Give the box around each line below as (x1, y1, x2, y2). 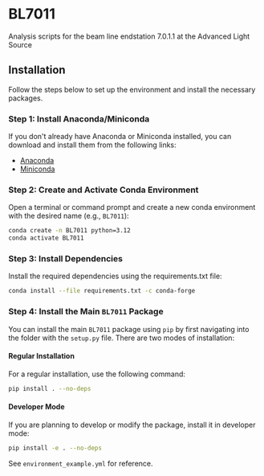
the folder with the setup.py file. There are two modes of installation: (8, 333, 235, 343)
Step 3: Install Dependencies (8, 253, 123, 265)
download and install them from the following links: (8, 140, 177, 150)
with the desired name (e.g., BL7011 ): (8, 211, 130, 221)
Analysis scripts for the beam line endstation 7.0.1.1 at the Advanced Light (8, 31, 250, 41)
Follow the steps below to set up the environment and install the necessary (8, 84, 256, 94)
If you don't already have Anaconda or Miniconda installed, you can (8, 132, 232, 142)
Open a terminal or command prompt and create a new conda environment (8, 203, 256, 212)
